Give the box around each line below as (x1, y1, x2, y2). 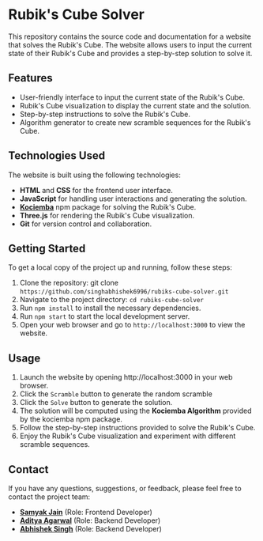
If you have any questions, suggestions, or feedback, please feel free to (8, 484, 242, 493)
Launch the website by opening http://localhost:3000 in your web (19, 373, 233, 382)
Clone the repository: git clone (19, 278, 118, 288)
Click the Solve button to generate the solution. (19, 398, 173, 407)
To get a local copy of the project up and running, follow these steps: (8, 263, 233, 272)
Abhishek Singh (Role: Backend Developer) (19, 524, 162, 533)
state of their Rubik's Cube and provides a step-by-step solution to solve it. (8, 48, 253, 58)
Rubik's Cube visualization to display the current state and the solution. (19, 100, 251, 110)
